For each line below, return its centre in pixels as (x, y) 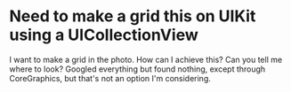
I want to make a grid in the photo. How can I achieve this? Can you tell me (146, 59)
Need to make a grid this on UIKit (133, 16)
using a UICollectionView (104, 35)
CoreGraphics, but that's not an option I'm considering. (110, 78)
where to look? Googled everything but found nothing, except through (137, 69)
